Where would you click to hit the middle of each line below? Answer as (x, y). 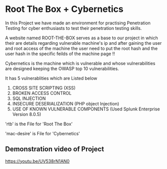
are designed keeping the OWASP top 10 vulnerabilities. (62, 69)
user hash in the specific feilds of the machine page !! (60, 54)
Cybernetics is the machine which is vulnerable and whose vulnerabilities (80, 63)
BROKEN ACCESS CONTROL (42, 93)
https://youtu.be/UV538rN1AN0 (37, 161)
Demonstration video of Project (55, 149)
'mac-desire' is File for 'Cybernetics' (43, 133)
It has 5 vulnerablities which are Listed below (51, 78)
